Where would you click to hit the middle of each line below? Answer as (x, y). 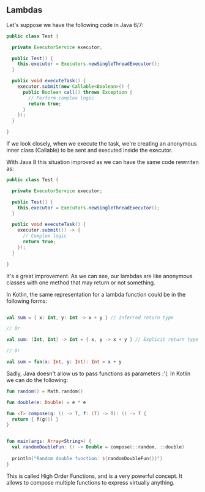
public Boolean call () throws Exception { (77, 92)
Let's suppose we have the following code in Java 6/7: (75, 25)
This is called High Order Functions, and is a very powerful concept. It (94, 476)
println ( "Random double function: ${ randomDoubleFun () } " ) (88, 458)
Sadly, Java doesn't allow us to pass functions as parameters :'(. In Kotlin (99, 373)
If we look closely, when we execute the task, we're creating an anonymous (102, 144)
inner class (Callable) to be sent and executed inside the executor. (90, 150)
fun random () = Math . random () (45, 391)
